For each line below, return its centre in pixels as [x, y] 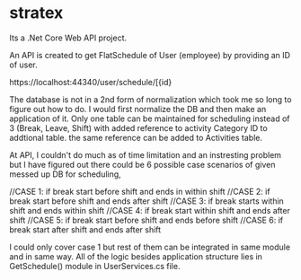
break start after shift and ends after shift [85, 229]
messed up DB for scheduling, [65, 174]
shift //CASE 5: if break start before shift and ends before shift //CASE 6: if [146, 220]
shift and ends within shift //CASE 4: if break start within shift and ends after [150, 210]
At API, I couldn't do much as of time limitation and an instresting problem [145, 154]
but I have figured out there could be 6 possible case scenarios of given [142, 164]
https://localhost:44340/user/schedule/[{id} [91, 82]
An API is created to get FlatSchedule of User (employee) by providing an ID [150, 55]
